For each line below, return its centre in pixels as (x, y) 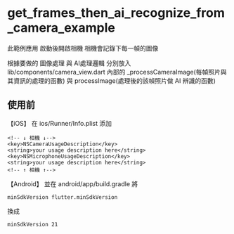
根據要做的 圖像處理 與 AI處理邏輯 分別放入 (69, 63)
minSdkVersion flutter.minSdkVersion (63, 197)
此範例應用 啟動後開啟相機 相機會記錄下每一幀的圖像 (83, 48)
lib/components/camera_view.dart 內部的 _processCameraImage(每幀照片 (114, 72)
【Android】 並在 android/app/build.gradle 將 (73, 183)
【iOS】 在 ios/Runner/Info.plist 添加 (60, 123)
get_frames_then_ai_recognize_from (116, 13)
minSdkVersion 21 (33, 224)
